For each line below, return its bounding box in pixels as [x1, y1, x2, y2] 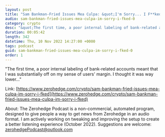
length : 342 [5, 35, 29, 40]
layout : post [5, 7, 32, 12]
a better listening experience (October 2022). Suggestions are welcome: [5, 121, 152, 127]
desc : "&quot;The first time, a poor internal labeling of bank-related [5, 25, 157, 30]
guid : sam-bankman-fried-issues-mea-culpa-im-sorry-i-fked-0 [5, 48, 133, 53]
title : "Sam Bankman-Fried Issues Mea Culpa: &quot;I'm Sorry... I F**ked [5, 12, 162, 17]
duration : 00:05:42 [5, 30, 45, 35]
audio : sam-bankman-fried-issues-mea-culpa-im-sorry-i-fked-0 [5, 16, 135, 21]
